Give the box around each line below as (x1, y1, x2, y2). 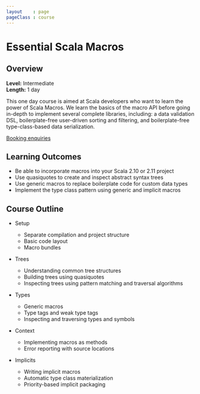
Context (14, 327, 35, 334)
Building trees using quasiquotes (23, 273, 104, 281)
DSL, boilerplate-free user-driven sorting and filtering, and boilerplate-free (6, 116, 190, 124)
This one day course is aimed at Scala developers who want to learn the (6, 97, 184, 104)
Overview (6, 64, 44, 74)
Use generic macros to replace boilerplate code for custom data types (14, 180, 188, 187)
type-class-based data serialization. (6, 123, 96, 130)
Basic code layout (23, 238, 68, 245)
